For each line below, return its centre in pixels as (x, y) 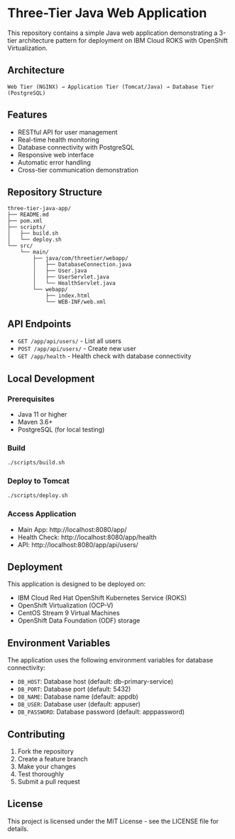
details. (18, 828)
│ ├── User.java (60, 271)
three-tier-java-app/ (39, 209)
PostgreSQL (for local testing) (61, 429)
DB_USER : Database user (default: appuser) (79, 704)
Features (27, 115)
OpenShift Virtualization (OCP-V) (65, 605)
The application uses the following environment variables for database (110, 660)
